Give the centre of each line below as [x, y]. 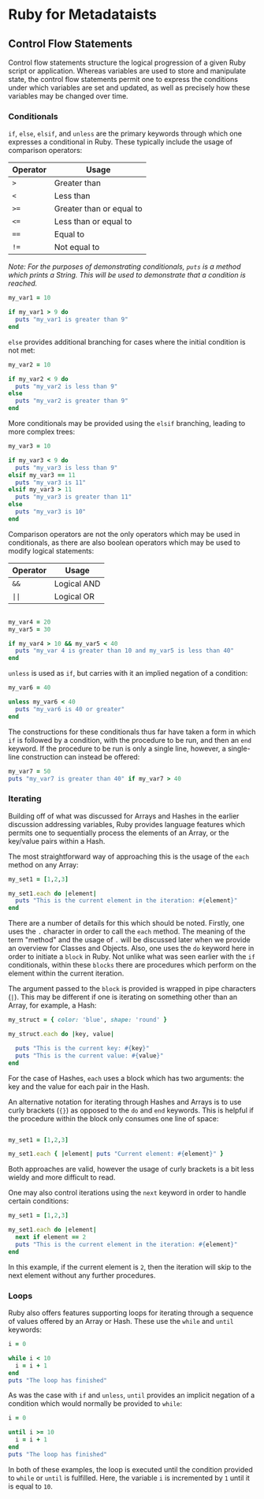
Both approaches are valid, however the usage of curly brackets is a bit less [131, 1169]
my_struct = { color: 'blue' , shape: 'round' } [88, 1020]
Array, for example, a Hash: [52, 1005]
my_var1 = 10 [30, 298]
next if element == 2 [51, 1237]
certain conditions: [39, 1201]
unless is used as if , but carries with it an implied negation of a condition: [128, 673]
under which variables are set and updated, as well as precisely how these [129, 88]
